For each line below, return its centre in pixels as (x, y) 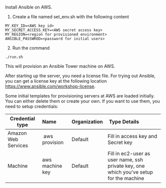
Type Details (124, 122)
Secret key (120, 142)
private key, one (126, 166)
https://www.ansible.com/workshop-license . (50, 86)
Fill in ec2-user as (129, 154)
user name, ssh (125, 160)
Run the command (31, 48)
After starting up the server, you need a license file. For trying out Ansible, (80, 76)
